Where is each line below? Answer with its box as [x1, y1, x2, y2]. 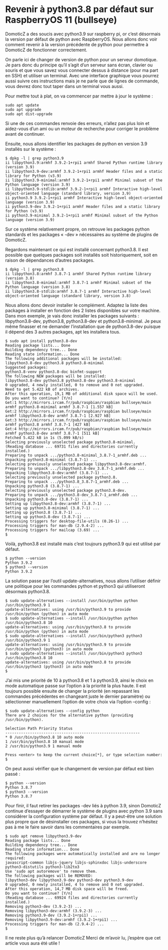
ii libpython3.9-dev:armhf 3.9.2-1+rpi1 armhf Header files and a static [5, 169, 163, 174]
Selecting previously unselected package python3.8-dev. [5, 488, 127, 493]
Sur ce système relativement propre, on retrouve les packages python [5, 226, 150, 232]
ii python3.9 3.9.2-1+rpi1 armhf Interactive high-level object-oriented [5, 195, 163, 200]
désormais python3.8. [5, 588, 51, 594]
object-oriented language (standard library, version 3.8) [5, 293, 131, 298]
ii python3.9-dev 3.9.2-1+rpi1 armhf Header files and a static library [5, 204, 160, 209]
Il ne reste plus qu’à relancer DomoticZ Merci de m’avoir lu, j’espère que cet [5, 934, 161, 940]
